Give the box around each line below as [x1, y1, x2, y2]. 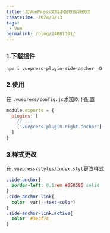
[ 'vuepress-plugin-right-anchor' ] [17, 124, 102, 130]
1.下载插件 [6, 52, 36, 60]
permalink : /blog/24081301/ [6, 31, 76, 37]
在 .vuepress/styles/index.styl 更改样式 [6, 165, 105, 172]
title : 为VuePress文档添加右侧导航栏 [6, 8, 91, 15]
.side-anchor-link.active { [6, 210, 73, 216]
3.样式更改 [6, 150, 37, 158]
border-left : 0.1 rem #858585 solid [11, 183, 100, 189]
